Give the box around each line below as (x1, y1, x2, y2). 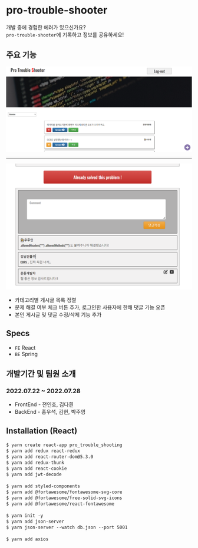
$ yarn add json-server (6, 519, 65, 524)
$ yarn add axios (6, 536, 49, 542)
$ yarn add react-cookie (6, 466, 67, 471)
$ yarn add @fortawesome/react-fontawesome (6, 501, 115, 507)
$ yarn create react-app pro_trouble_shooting (6, 442, 123, 448)
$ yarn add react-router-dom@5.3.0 (6, 454, 94, 460)
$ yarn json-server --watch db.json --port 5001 (6, 524, 128, 530)
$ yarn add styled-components (6, 483, 81, 489)
